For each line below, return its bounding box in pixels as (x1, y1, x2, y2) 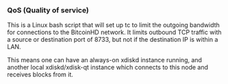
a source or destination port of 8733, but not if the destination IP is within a (7, 36, 218, 44)
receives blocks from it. (7, 70, 74, 79)
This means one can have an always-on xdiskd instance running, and (7, 56, 202, 64)
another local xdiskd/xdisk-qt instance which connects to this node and (7, 64, 209, 72)
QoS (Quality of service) (7, 5, 89, 15)
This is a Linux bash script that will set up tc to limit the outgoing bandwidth (7, 21, 220, 29)
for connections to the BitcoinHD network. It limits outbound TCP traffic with (7, 28, 222, 36)
